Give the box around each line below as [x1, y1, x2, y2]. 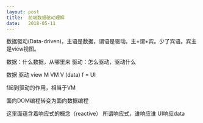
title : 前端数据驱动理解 [6, 15, 65, 21]
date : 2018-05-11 [6, 20, 56, 26]
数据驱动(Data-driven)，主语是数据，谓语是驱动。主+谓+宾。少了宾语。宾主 [6, 38, 197, 45]
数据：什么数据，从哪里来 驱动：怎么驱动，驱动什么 [6, 58, 136, 66]
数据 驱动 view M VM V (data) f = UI [6, 71, 96, 79]
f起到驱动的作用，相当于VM [6, 84, 76, 91]
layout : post [6, 9, 40, 15]
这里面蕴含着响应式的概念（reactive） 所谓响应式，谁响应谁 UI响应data [6, 110, 185, 118]
